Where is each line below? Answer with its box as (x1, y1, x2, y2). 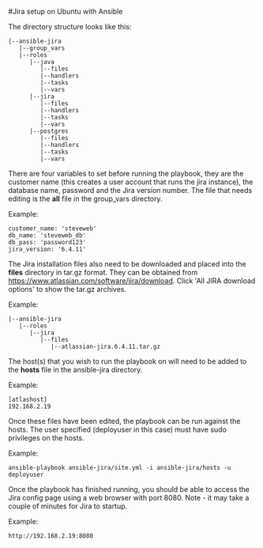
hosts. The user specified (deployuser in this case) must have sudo (8, 425, 227, 434)
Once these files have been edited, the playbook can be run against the (8, 417, 241, 425)
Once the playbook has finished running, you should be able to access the (8, 485, 250, 493)
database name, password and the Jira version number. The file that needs (8, 186, 253, 195)
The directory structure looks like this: (8, 22, 132, 31)
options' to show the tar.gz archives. (8, 285, 127, 293)
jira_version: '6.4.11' (8, 245, 87, 253)
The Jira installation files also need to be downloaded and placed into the (8, 259, 246, 268)
